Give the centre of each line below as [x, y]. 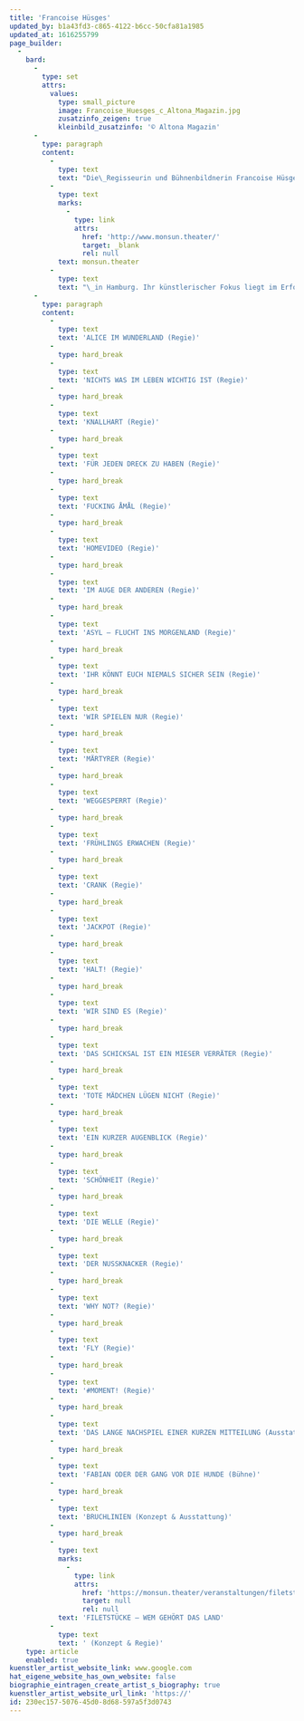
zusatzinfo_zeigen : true [104, 119]
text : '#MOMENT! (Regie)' [106, 1390]
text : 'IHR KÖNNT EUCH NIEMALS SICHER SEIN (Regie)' [159, 675]
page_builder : [36, 43]
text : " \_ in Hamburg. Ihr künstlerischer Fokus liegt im [167, 287]
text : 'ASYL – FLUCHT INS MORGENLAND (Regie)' [147, 632]
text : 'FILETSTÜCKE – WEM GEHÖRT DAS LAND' [141, 1618]
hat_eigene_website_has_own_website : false [93, 1677]
